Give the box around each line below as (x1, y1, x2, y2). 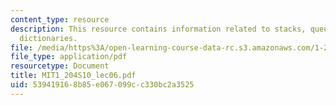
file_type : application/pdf (10, 52, 128, 62)
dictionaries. (19, 33, 78, 43)
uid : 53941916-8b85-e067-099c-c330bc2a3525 (10, 80, 195, 90)
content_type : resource (10, 14, 110, 25)
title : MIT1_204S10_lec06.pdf (10, 71, 137, 81)
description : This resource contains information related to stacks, (10, 24, 307, 34)
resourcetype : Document (10, 61, 110, 71)
